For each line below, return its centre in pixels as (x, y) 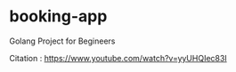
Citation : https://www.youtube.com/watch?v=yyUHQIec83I (118, 58)
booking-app (58, 16)
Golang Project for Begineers (62, 41)
